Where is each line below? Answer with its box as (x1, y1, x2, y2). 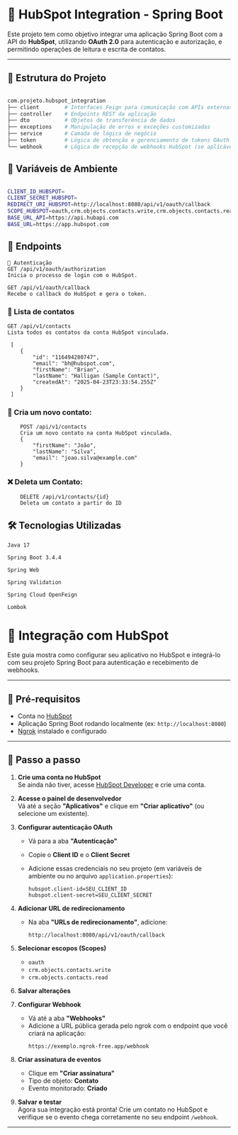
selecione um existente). (17, 809, 90, 817)
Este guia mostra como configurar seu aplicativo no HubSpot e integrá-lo (7, 651, 221, 659)
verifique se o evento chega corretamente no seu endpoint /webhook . (17, 1112, 218, 1121)
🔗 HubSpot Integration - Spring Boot (7, 6, 223, 23)
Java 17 (7, 542, 30, 549)
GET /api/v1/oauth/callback (7, 284, 91, 291)
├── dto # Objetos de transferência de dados (7, 117, 176, 124)
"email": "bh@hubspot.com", (33, 359, 115, 367)
